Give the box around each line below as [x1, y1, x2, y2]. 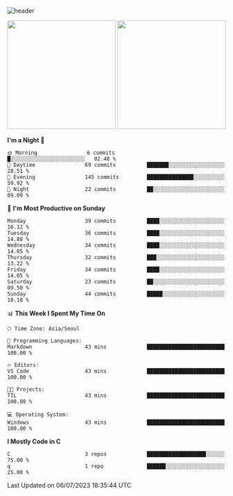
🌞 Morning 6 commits [7, 149, 116, 156]
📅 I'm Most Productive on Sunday [7, 204, 105, 212]
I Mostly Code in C [7, 438, 61, 445]
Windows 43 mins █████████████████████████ [7, 419, 225, 426]
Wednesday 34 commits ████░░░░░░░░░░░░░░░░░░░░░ [7, 242, 225, 249]
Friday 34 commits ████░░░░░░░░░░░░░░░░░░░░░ [7, 266, 225, 273]
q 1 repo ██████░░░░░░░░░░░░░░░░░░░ [7, 463, 225, 470]
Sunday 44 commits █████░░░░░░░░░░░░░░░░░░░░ [7, 290, 225, 297]
